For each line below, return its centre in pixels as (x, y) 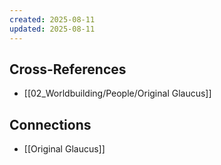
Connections (50, 124)
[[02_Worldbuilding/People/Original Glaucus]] (117, 93)
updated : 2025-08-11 (52, 29)
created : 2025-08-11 (52, 19)
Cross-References (68, 69)
